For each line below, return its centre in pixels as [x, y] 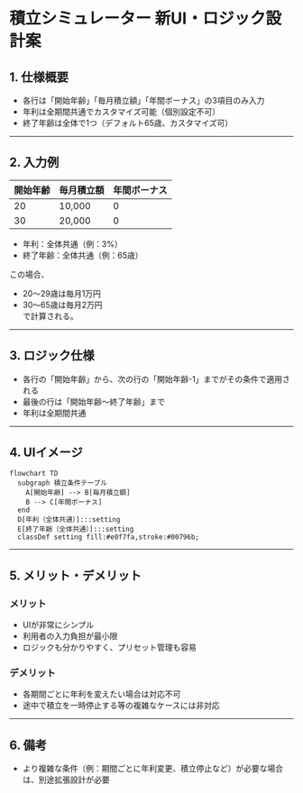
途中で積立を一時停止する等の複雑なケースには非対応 [121, 706]
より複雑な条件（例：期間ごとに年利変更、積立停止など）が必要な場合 [153, 769]
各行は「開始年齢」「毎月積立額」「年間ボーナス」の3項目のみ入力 [143, 100]
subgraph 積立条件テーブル [63, 483]
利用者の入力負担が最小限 [70, 636]
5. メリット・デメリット [75, 575]
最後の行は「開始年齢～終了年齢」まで [93, 401]
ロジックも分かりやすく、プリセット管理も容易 [109, 647]
